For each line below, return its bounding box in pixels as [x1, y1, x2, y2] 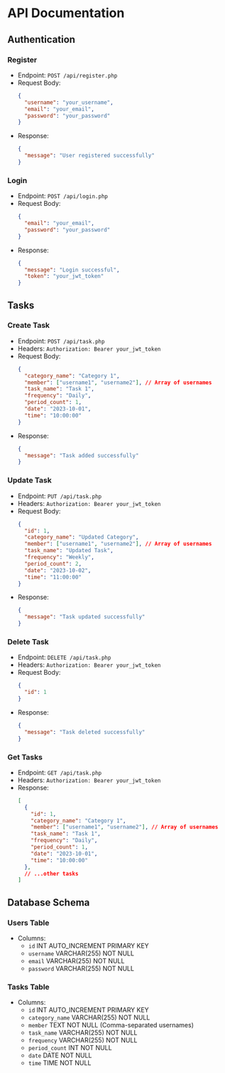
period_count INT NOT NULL [28, 1044, 112, 1052]
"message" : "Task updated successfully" [24, 613, 146, 621]
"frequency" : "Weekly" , [24, 554, 94, 561]
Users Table [7, 918, 50, 928]
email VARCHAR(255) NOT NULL [28, 956, 125, 965]
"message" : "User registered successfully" [24, 152, 155, 160]
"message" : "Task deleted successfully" [24, 728, 146, 735]
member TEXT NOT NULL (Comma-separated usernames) [28, 1021, 194, 1030]
